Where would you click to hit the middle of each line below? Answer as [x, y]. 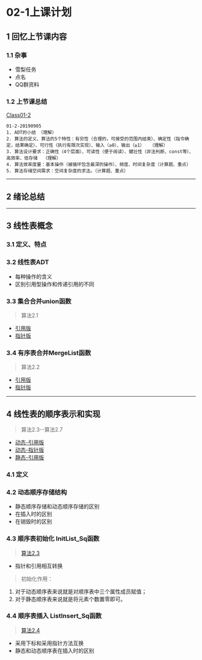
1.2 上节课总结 [27, 101]
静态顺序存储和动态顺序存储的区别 [57, 506]
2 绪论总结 [26, 196]
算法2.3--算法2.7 [42, 429]
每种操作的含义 [33, 276]
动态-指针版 [29, 450]
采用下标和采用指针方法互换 [49, 643]
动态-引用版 [29, 442]
